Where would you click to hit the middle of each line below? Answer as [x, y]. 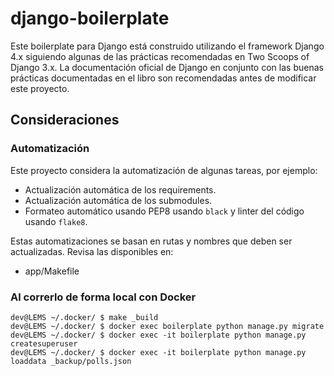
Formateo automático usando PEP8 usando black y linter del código [164, 211]
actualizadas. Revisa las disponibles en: [92, 251]
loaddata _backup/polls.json [71, 361]
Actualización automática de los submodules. [118, 200]
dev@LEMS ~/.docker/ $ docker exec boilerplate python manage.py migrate [167, 326]
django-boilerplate [90, 18]
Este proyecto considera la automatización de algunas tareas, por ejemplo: [164, 170]
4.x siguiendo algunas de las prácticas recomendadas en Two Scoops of [160, 56]
